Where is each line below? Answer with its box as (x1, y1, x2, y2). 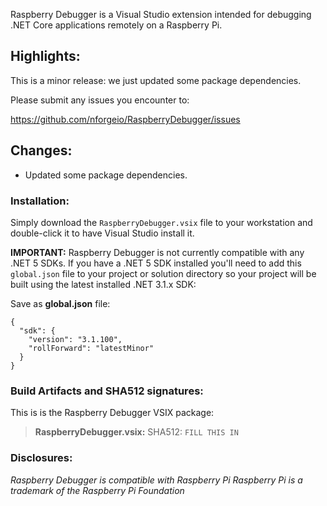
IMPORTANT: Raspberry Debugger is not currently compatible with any (10, 246, 305, 258)
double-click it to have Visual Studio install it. (10, 227, 195, 239)
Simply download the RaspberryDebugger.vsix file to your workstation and (10, 216, 313, 228)
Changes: (10, 142, 73, 159)
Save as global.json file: (10, 297, 111, 309)
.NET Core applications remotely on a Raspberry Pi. (10, 19, 223, 31)
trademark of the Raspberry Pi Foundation (10, 484, 185, 496)
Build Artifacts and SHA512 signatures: (10, 384, 204, 398)
